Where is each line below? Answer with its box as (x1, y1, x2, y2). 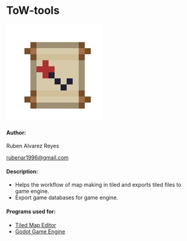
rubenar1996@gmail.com (6, 154, 69, 161)
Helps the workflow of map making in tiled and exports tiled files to (14, 181, 182, 188)
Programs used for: (6, 208, 56, 215)
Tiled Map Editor (14, 221, 56, 228)
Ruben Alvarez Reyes (6, 143, 59, 150)
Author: (6, 129, 27, 136)
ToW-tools (6, 4, 60, 18)
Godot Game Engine (14, 228, 65, 235)
